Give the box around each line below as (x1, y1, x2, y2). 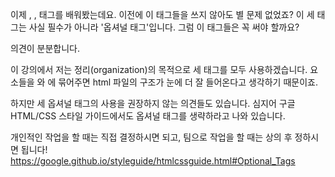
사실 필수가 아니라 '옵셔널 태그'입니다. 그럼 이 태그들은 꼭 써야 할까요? (28, 21, 300, 33)
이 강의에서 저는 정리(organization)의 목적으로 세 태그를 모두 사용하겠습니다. (10, 64, 308, 75)
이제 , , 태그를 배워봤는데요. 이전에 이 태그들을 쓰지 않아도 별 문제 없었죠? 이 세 (10, 9, 315, 20)
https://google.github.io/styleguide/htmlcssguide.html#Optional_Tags (10, 155, 296, 167)
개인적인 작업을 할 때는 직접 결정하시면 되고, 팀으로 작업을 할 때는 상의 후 (10, 131, 293, 143)
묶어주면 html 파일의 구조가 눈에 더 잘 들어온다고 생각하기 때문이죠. (58, 76, 318, 88)
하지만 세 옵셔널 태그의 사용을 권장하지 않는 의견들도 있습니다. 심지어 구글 (10, 98, 296, 109)
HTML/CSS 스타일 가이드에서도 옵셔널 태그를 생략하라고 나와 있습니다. (10, 110, 286, 122)
